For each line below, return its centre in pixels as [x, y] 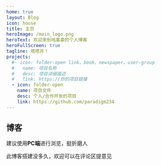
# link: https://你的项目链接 [49, 79]
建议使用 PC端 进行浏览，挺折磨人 [47, 143]
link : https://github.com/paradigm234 [66, 102]
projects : [19, 57]
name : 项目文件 [34, 91]
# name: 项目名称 [34, 68]
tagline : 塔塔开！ [28, 51]
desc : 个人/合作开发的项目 [47, 96]
